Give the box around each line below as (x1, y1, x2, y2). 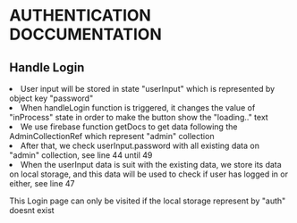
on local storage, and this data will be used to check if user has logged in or (9, 169, 289, 179)
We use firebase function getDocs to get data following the (21, 121, 238, 132)
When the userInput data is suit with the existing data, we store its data (21, 160, 282, 169)
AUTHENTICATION (9, 5, 152, 26)
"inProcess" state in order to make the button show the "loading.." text (9, 112, 268, 122)
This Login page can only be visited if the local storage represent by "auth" (9, 195, 286, 206)
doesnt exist (9, 205, 55, 215)
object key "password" (9, 93, 94, 103)
